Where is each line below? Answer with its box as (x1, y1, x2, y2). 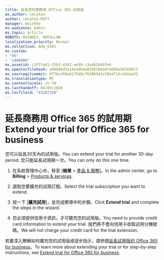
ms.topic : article (5, 30, 43, 35)
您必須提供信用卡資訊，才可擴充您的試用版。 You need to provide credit (12, 215, 158, 221)
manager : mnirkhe (5, 21, 41, 26)
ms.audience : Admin (5, 26, 45, 31)
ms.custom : (5, 48, 28, 53)
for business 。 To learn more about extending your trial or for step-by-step (5, 244, 157, 250)
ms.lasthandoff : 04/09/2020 (5, 85, 63, 90)
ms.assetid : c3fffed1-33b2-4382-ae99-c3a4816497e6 (5, 62, 112, 67)
